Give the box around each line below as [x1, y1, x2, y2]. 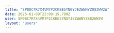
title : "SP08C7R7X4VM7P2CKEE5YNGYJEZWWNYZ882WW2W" [5, 7, 110, 12]
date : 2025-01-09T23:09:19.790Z [5, 12, 70, 16]
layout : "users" [5, 20, 38, 26]
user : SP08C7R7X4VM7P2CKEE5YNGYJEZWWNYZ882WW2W [5, 16, 103, 21]
